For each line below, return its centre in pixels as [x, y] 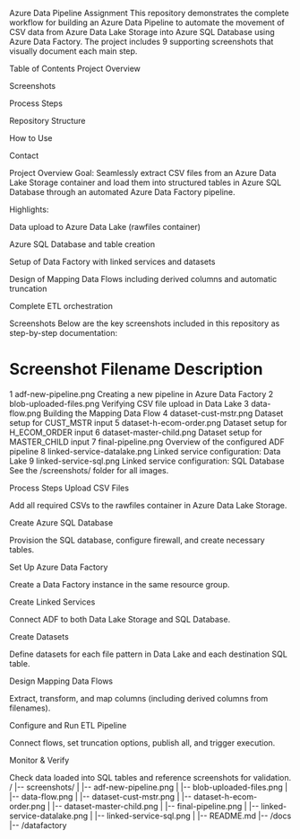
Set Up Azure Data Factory [59, 567]
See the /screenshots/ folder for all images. [89, 470]
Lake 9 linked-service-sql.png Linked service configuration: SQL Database [147, 461]
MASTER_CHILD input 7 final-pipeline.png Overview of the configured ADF [147, 442]
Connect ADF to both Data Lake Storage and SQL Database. [120, 619]
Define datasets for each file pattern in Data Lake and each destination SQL [149, 654]
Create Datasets [39, 636]
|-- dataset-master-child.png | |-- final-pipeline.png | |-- [156, 806]
